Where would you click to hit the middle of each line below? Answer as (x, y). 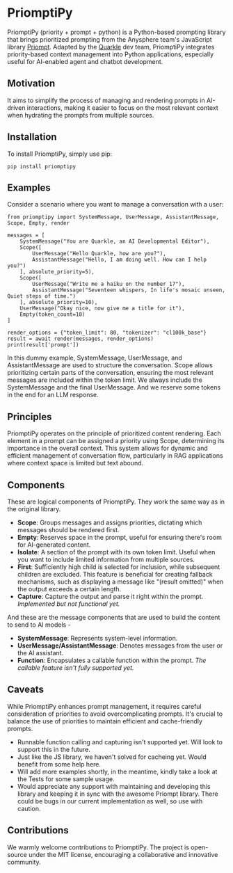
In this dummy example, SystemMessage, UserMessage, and (95, 358)
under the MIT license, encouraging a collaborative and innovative (123, 854)
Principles (30, 416)
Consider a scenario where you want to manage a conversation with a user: (115, 205)
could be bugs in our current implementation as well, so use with (110, 801)
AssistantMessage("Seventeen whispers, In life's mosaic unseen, (129, 290)
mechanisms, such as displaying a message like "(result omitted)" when (120, 582)
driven (16, 107)
